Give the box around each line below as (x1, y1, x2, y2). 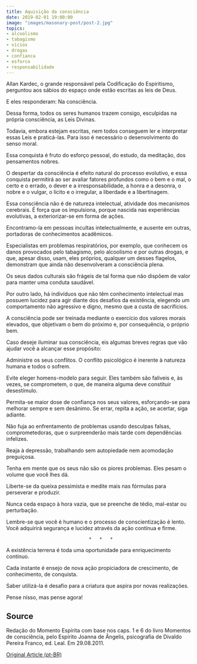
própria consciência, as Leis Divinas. (6, 116, 96, 123)
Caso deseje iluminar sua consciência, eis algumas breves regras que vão (6, 339, 187, 346)
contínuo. (6, 553, 30, 560)
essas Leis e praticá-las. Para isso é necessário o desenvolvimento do (6, 134, 179, 141)
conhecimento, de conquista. (6, 571, 78, 578)
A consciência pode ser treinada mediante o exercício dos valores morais (6, 315, 186, 322)
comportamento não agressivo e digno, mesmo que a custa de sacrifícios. (6, 303, 189, 310)
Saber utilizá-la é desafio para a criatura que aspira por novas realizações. (6, 582, 189, 590)
